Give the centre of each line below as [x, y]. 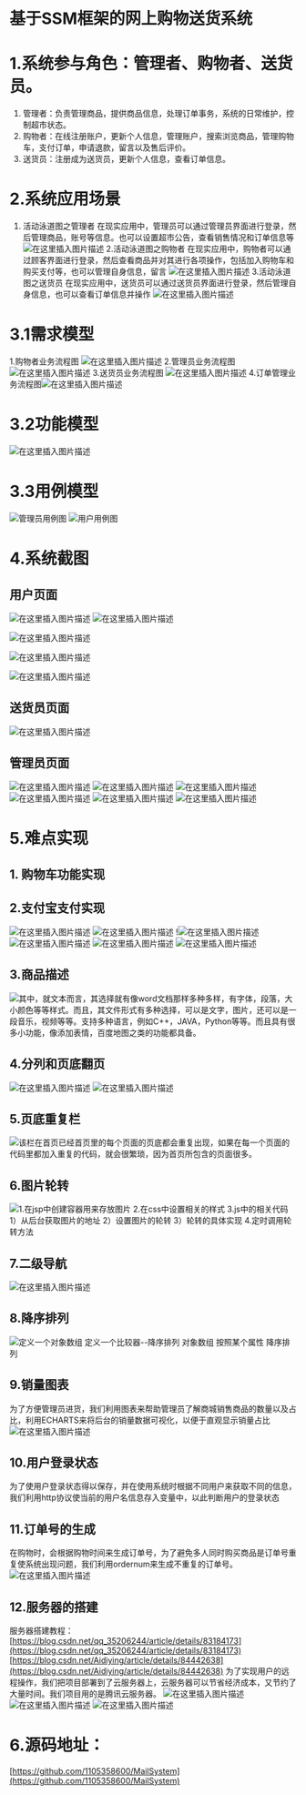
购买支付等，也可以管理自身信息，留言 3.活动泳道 [157, 272]
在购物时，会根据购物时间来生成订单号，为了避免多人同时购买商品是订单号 [149, 1553]
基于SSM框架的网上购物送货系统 [131, 19]
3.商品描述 [40, 975]
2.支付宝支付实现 [57, 908]
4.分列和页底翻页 [57, 1065]
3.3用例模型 [54, 492]
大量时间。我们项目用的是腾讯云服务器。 [85, 1694]
